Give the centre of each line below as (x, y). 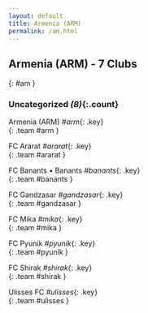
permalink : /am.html (44, 31)
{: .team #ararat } (37, 155)
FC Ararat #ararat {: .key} (50, 146)
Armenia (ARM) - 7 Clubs (73, 64)
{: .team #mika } (35, 228)
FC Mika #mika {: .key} (46, 219)
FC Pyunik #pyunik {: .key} (52, 243)
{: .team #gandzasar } (45, 204)
